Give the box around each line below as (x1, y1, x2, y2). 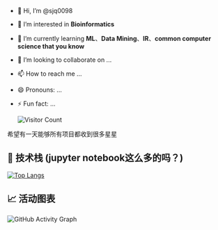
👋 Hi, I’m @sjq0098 (17, 7, 73, 15)
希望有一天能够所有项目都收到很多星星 (7, 130, 117, 138)
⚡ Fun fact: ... (17, 99, 56, 108)
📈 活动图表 (7, 193, 56, 205)
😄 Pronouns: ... (17, 85, 63, 94)
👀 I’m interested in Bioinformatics (17, 20, 115, 28)
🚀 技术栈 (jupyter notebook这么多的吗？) (7, 152, 183, 164)
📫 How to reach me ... (17, 69, 82, 78)
